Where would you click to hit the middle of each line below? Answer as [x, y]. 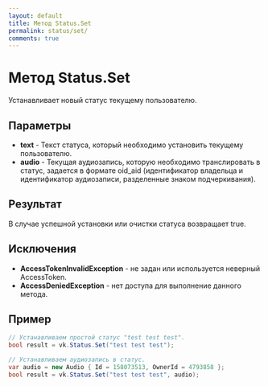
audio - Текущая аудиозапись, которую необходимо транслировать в [140, 162]
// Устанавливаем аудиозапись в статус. [77, 360]
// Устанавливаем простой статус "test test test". [97, 338]
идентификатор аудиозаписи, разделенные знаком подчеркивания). [138, 179]
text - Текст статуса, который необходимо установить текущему [132, 145]
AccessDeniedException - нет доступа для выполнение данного [130, 285]
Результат [35, 205]
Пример [30, 320]
